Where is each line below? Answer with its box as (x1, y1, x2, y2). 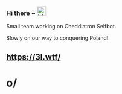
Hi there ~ (6, 9, 36, 17)
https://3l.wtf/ (6, 52, 61, 62)
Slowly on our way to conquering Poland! (6, 34, 109, 42)
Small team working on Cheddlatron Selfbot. (6, 23, 117, 30)
